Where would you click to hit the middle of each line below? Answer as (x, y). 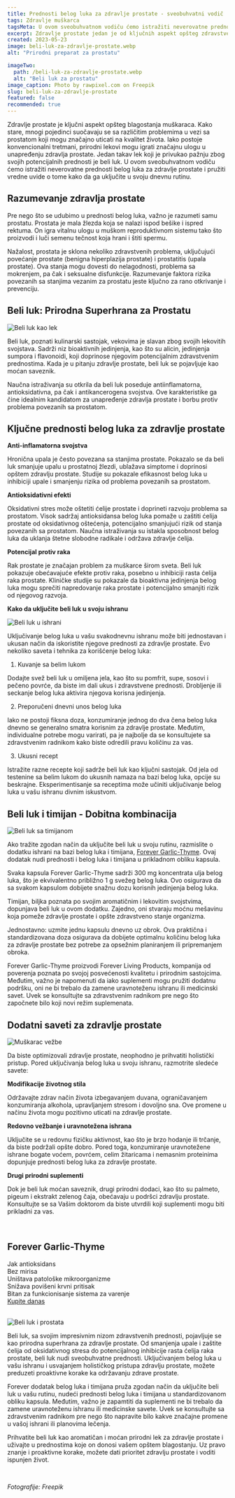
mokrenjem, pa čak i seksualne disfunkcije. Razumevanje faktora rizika (109, 273)
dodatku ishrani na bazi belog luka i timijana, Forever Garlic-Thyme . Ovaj (112, 852)
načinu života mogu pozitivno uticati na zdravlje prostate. (90, 1113)
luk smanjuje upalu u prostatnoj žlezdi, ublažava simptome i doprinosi (107, 467)
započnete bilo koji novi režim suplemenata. (71, 1003)
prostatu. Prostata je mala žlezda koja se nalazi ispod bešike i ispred (105, 223)
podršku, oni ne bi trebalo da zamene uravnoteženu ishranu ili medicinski (113, 988)
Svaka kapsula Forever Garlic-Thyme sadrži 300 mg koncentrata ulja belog (115, 873)
